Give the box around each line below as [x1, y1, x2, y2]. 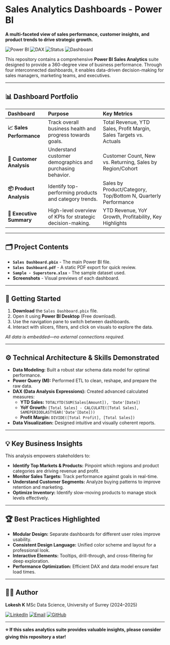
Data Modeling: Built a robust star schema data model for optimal [12, 367, 150, 373]
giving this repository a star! [5, 633, 66, 640]
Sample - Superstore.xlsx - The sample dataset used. [12, 269, 126, 276]
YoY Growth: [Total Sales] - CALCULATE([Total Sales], [20, 404, 139, 411]
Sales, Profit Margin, [103, 125, 151, 132]
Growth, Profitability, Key [103, 213, 162, 220]
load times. [12, 568, 36, 574]
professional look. [12, 547, 50, 553]
